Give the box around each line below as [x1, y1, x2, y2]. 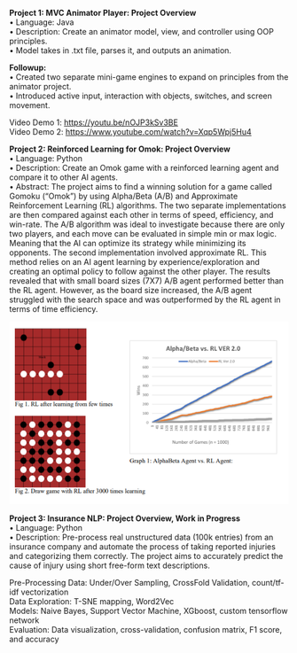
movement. [9, 100, 51, 110]
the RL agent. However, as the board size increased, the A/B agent [9, 285, 253, 295]
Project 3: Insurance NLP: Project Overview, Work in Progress [9, 513, 241, 524]
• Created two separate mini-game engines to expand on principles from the [9, 72, 289, 82]
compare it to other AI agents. [9, 172, 118, 183]
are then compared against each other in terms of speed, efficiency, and [9, 210, 274, 220]
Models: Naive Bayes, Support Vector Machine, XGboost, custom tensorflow [9, 605, 288, 616]
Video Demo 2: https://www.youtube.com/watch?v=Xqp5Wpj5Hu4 [9, 127, 252, 136]
